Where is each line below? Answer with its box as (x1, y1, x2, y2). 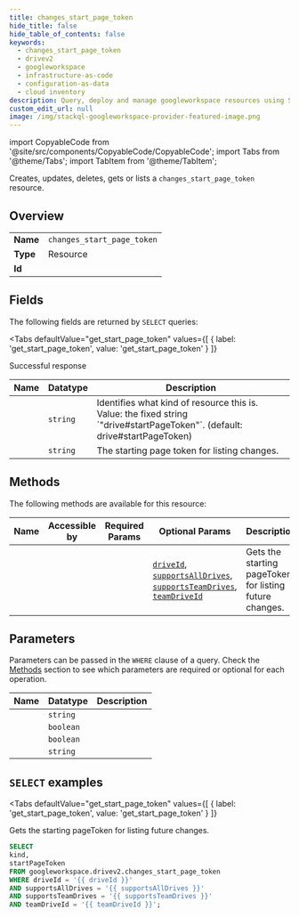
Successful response (9, 360, 87, 370)
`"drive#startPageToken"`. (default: (96, 418, 243, 431)
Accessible (47, 519, 96, 532)
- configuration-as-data (17, 79, 109, 88)
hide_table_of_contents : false (9, 29, 125, 38)
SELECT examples (9, 775, 104, 790)
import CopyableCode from (9, 137, 109, 148)
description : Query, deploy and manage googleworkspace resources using (9, 95, 285, 105)
